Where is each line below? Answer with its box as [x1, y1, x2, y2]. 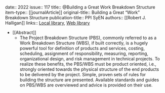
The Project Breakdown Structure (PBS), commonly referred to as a [19, 35, 157, 41]
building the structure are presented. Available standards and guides [19, 77, 159, 83]
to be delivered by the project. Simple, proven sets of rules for [19, 72, 146, 77]
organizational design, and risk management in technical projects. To [19, 56, 160, 61]
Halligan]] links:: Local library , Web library [5, 20, 90, 26]
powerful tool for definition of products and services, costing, [19, 46, 145, 51]
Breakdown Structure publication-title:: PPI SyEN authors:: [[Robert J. [5, 15, 146, 20]
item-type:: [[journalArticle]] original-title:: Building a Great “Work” [5, 9, 140, 15]
